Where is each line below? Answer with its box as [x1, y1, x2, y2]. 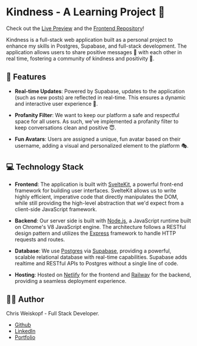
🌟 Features [6, 72, 46, 82]
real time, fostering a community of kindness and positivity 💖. [6, 55, 155, 62]
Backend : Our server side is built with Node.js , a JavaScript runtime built [14, 217, 191, 224]
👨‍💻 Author [6, 294, 45, 304]
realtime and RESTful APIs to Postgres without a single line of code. [14, 259, 179, 267]
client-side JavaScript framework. [14, 205, 97, 212]
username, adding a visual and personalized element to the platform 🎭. [14, 142, 189, 149]
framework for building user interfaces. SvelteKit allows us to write [14, 187, 176, 194]
